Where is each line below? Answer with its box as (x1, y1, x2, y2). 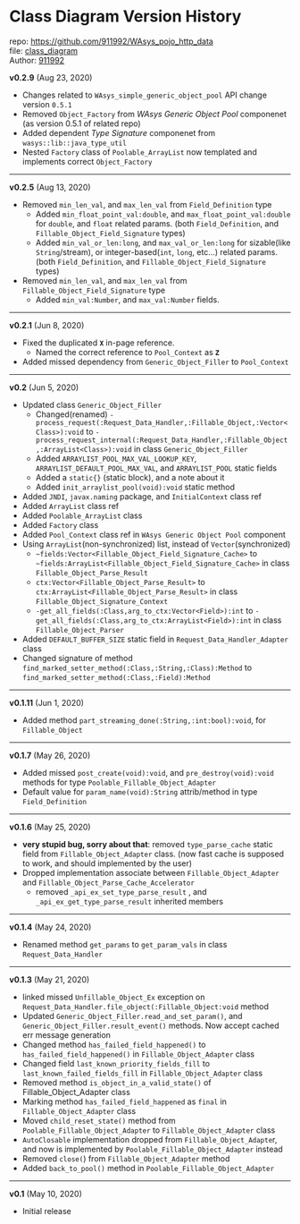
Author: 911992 (9, 55, 65, 65)
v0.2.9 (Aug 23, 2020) (9, 72, 93, 82)
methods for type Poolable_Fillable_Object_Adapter (21, 777, 217, 787)
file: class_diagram (9, 45, 79, 55)
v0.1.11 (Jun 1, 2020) (9, 697, 85, 708)
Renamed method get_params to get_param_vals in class (21, 939, 228, 949)
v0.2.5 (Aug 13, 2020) (9, 182, 91, 192)
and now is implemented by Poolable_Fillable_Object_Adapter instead (21, 1143, 283, 1154)
